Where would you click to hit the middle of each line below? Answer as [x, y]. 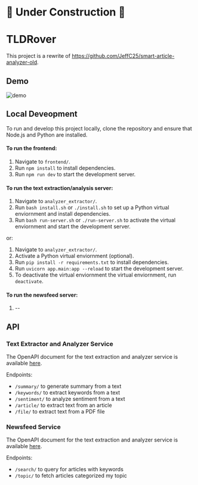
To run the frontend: [32, 148]
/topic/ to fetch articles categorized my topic [71, 475]
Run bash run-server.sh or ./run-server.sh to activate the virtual [95, 220]
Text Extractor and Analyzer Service [60, 344]
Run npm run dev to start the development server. [75, 174]
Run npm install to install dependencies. [65, 168]
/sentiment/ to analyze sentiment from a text [70, 399]
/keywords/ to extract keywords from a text [67, 393]
